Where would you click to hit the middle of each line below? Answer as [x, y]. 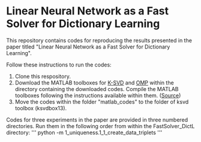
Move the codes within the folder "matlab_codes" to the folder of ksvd [102, 102]
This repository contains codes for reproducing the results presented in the [99, 40]
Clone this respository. [43, 76]
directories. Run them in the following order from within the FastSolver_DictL [100, 126]
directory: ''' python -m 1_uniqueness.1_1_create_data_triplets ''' [84, 132]
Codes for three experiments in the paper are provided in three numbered [97, 120]
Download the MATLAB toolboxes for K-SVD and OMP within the [94, 83]
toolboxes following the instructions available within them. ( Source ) [98, 95]
